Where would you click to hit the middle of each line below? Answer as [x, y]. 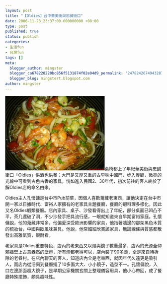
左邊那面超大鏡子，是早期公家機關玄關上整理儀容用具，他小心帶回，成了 [83, 270]
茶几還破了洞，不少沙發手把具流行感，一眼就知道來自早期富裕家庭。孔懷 [88, 216]
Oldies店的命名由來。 [31, 187]
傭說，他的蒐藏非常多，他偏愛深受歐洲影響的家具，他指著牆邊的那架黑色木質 [83, 222]
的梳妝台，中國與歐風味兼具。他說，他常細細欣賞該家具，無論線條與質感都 [81, 229]
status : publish [22, 37]
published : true [22, 32]
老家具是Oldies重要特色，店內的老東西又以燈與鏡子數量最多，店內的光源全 [81, 245]
